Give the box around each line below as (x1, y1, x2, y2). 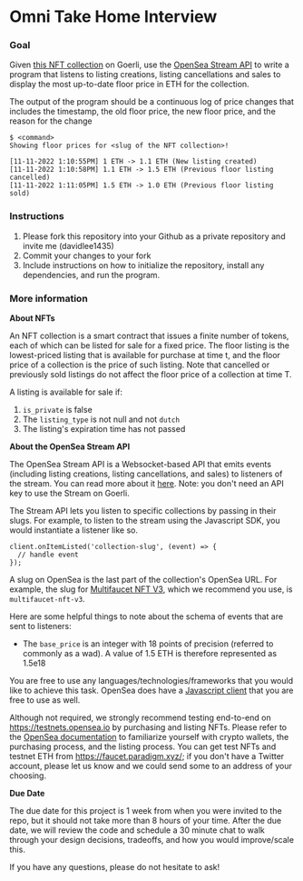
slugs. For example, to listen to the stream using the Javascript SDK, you (9, 516, 281, 526)
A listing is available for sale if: (9, 386, 122, 397)
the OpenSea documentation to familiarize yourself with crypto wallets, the (9, 732, 289, 743)
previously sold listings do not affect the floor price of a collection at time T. (9, 369, 292, 380)
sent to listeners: (9, 621, 73, 632)
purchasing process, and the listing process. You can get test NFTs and (9, 741, 277, 752)
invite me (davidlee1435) (22, 240, 115, 251)
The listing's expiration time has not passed (22, 424, 186, 435)
